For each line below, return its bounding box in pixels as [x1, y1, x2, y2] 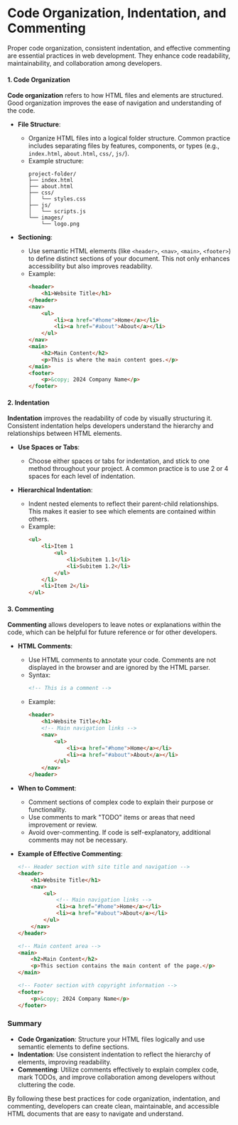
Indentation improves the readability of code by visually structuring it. [7, 414, 212, 422]
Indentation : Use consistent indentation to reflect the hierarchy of [17, 1050, 211, 1059]
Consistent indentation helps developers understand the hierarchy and [7, 422, 215, 430]
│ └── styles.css [28, 195, 87, 203]
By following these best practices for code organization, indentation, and [7, 1094, 220, 1103]
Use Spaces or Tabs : [17, 443, 80, 452]
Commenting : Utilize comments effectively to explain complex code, [17, 1065, 219, 1074]
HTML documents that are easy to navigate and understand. [7, 1109, 184, 1118]
